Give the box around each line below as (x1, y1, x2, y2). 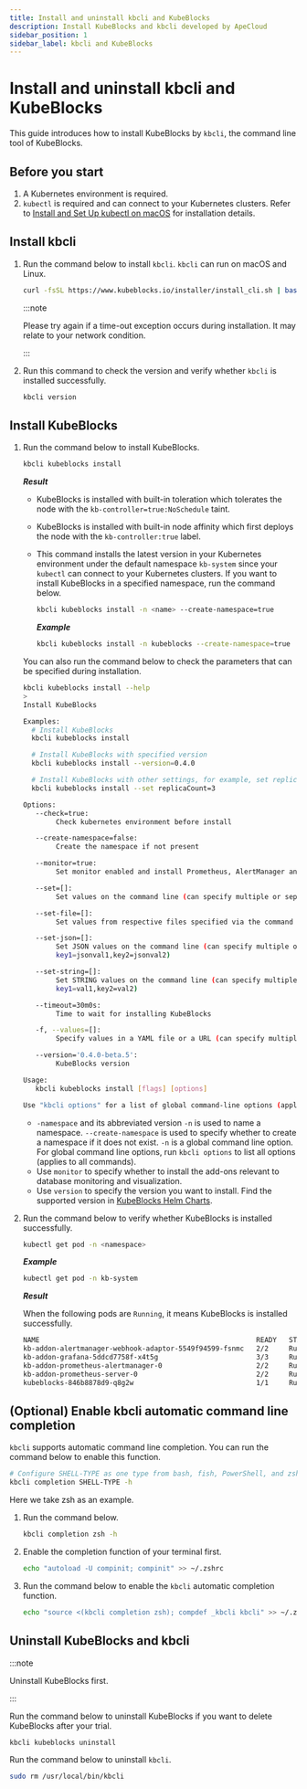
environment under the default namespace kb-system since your (36, 558, 279, 569)
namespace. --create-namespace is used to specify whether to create (36, 1127, 297, 1138)
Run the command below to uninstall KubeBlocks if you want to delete (9, 1710, 272, 1721)
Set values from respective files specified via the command (56, 917, 294, 926)
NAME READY (22, 1336, 277, 1345)
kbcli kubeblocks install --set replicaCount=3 (31, 783, 217, 793)
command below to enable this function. (9, 1452, 162, 1463)
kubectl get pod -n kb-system (22, 1274, 139, 1284)
